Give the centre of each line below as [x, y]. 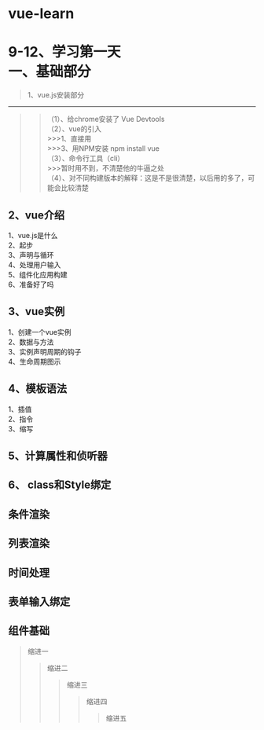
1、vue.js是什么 [33, 235]
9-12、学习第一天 [64, 52]
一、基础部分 [50, 72]
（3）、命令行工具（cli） [86, 159]
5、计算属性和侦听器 [58, 455]
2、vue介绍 [37, 215]
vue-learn [41, 14]
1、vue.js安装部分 [56, 95]
